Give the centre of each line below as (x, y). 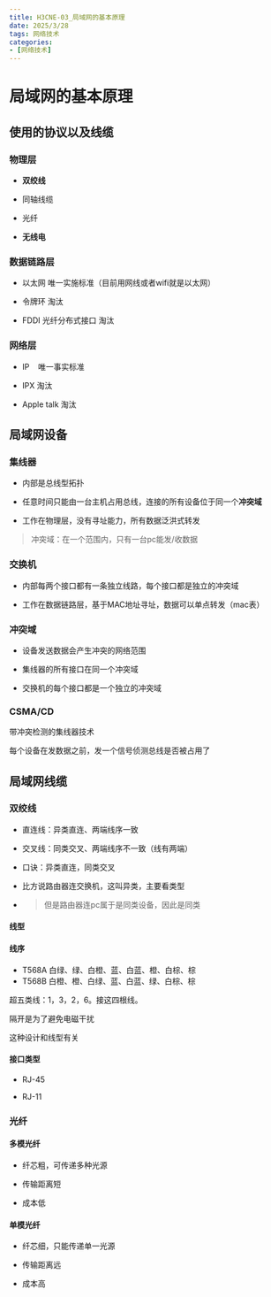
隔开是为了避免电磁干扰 (52, 1018)
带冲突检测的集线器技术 (52, 732)
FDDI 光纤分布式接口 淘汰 (68, 320)
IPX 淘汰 (37, 385)
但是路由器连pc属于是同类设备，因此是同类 (122, 904)
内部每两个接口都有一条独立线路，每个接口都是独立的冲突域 (130, 586)
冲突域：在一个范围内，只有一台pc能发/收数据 (114, 540)
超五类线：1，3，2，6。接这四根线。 (76, 1000)
